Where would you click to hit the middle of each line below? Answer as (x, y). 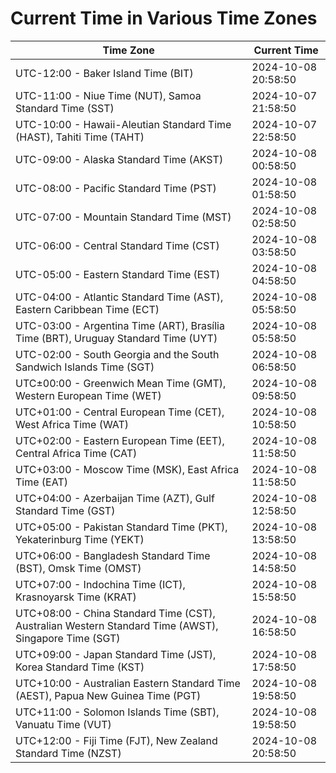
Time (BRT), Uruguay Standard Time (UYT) (116, 338)
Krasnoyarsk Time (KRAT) (76, 597)
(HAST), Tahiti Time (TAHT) (80, 137)
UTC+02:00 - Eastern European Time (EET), (120, 440)
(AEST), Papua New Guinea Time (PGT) (108, 695)
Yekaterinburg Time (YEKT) (80, 539)
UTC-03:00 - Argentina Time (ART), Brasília (120, 325)
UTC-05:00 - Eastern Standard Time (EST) (118, 274)
